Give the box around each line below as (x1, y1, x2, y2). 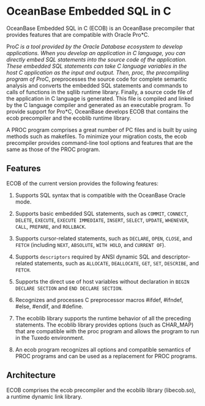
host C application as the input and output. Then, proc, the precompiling (6, 68, 189, 76)
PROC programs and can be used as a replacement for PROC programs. (15, 352, 197, 360)
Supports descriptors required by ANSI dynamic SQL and (15, 253, 161, 260)
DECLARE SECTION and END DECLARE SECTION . (15, 284, 123, 292)
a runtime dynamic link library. (6, 393, 83, 400)
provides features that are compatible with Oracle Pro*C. (6, 31, 150, 38)
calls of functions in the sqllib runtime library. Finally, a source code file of (6, 88, 193, 95)
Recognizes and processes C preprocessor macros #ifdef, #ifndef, (15, 296, 184, 303)
